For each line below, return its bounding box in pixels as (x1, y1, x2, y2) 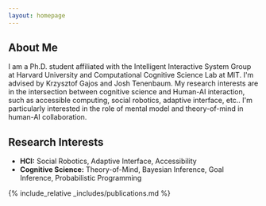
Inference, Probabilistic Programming (19, 174, 142, 183)
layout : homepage (8, 11, 66, 20)
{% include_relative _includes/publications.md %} (8, 189, 171, 198)
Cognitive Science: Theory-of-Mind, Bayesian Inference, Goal (19, 165, 225, 174)
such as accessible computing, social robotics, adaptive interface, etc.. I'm (8, 96, 253, 105)
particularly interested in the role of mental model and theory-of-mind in (8, 104, 244, 113)
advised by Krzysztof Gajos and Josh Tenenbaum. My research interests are (8, 78, 259, 88)
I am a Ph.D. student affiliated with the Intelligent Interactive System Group (8, 62, 252, 71)
